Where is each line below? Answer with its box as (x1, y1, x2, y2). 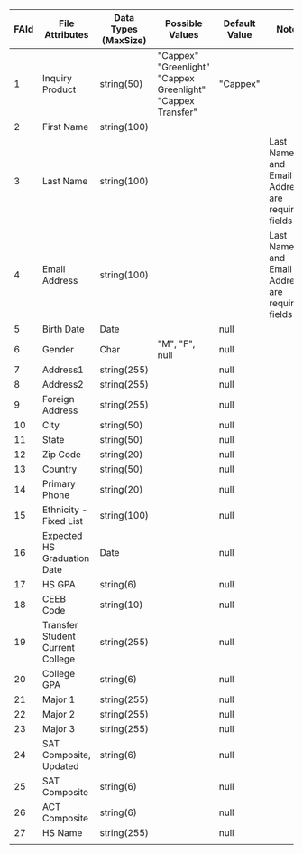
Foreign (41, 393, 75, 405)
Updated (41, 760, 79, 772)
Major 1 (41, 693, 76, 706)
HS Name (41, 827, 83, 839)
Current (41, 642, 75, 653)
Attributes (44, 29, 89, 41)
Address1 (41, 363, 84, 376)
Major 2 (41, 709, 76, 720)
